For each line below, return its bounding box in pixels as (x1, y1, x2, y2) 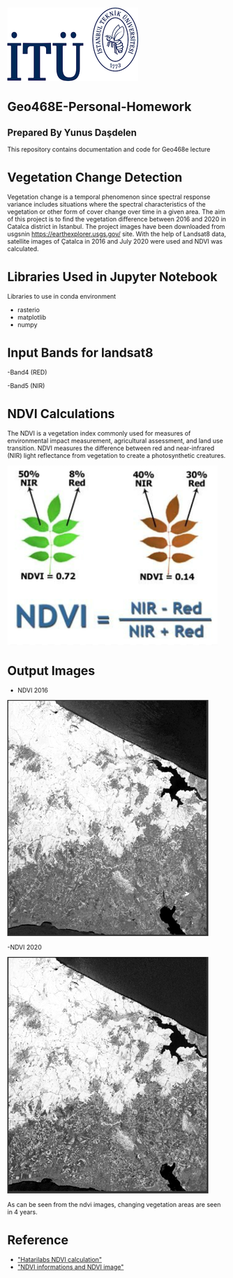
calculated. (7, 244, 40, 253)
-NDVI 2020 (7, 943, 42, 951)
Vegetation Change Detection (7, 170, 183, 186)
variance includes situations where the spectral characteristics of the (7, 200, 206, 208)
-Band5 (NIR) (7, 381, 45, 389)
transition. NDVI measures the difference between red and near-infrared (7, 444, 215, 452)
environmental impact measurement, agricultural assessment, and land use (7, 436, 223, 445)
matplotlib (17, 313, 47, 321)
